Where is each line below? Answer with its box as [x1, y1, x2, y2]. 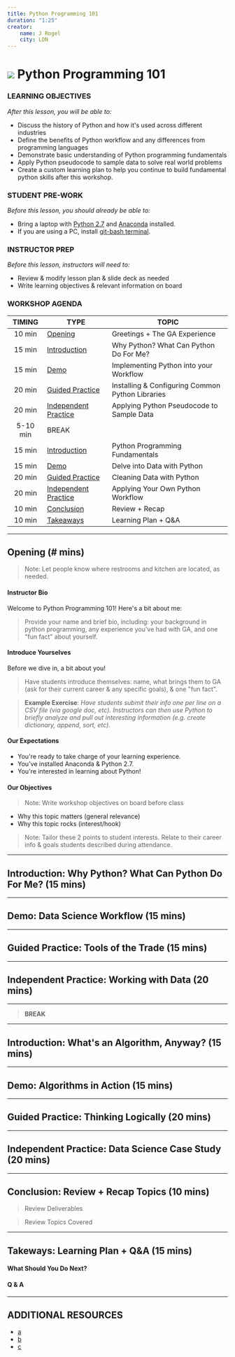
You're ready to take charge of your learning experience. [17, 752, 181, 760]
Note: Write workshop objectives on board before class [24, 799, 184, 807]
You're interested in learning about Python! [17, 767, 141, 775]
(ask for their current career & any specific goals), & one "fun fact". [24, 685, 218, 693]
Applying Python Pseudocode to [111, 400, 218, 410]
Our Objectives [7, 783, 52, 791]
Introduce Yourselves [7, 648, 71, 657]
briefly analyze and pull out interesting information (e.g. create [24, 713, 206, 721]
